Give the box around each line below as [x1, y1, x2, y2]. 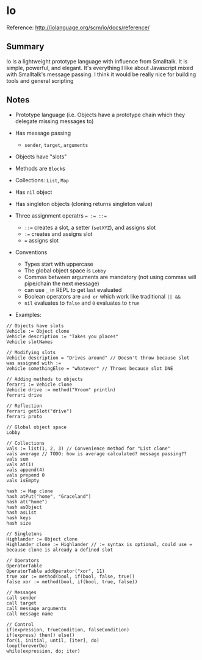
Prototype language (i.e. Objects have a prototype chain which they [15, 111, 185, 118]
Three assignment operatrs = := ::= [15, 211, 107, 219]
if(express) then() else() [6, 632, 75, 638]
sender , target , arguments [24, 141, 88, 148]
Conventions [15, 248, 48, 256]
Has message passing [15, 129, 71, 137]
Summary [6, 41, 45, 52]
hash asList [6, 509, 37, 516]
